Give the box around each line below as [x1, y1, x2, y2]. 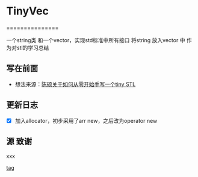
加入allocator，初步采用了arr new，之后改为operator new [14, 117, 158, 124]
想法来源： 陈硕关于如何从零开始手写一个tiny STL [14, 80, 136, 88]
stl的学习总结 [16, 44, 49, 51]
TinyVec [6, 4, 49, 18]
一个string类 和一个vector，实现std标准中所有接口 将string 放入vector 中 [6, 36, 185, 43]
